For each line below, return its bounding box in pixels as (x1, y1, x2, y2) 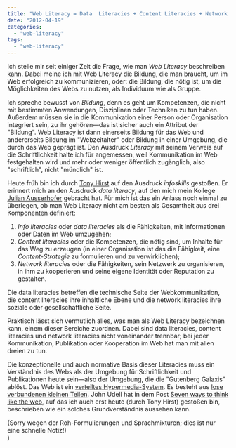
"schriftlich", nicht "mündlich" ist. (7, 166, 103, 173)
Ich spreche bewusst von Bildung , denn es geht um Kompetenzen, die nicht (7, 98, 226, 106)
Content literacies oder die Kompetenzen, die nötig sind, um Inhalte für (17, 237, 223, 246)
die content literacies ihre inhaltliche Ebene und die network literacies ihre (7, 296, 221, 304)
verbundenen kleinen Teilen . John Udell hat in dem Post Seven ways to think (7, 390, 229, 398)
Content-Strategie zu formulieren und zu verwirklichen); (17, 252, 181, 261)
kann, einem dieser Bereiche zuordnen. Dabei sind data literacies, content (7, 324, 221, 332)
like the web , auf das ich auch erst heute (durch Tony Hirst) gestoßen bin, (7, 397, 221, 406)
